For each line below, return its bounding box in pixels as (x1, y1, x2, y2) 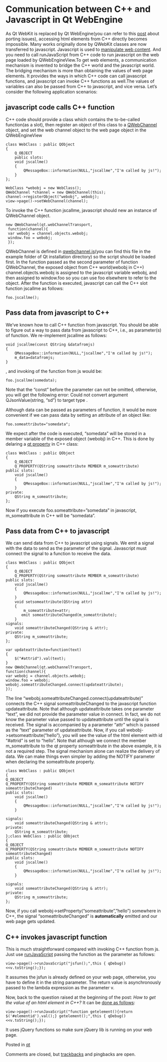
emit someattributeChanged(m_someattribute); (21, 612, 117, 618)
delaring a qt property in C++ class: (5, 441, 79, 447)
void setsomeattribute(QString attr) (14, 599, 93, 604)
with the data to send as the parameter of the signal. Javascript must (5, 545, 147, 551)
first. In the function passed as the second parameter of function (5, 259, 138, 265)
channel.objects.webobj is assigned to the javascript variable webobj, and (5, 269, 157, 275)
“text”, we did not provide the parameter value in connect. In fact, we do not (5, 711, 161, 717)
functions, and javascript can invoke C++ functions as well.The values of (5, 78, 155, 84)
